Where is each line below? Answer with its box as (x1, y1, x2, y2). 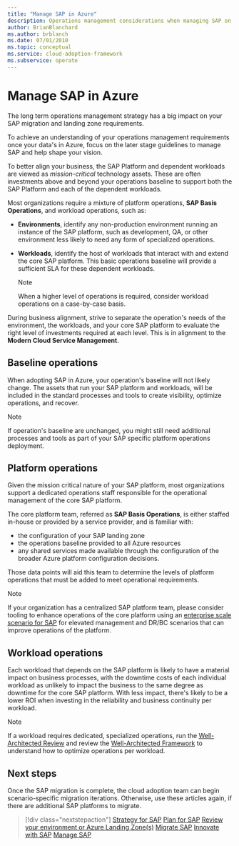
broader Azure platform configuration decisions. (17, 554, 160, 563)
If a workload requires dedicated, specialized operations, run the (7, 732, 198, 740)
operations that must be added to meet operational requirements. (7, 576, 200, 584)
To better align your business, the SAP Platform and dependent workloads (7, 161, 225, 170)
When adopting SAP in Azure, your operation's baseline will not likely (7, 376, 210, 384)
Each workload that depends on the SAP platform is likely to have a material (7, 666, 230, 675)
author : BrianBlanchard (7, 24, 78, 31)
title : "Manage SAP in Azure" (7, 10, 98, 18)
